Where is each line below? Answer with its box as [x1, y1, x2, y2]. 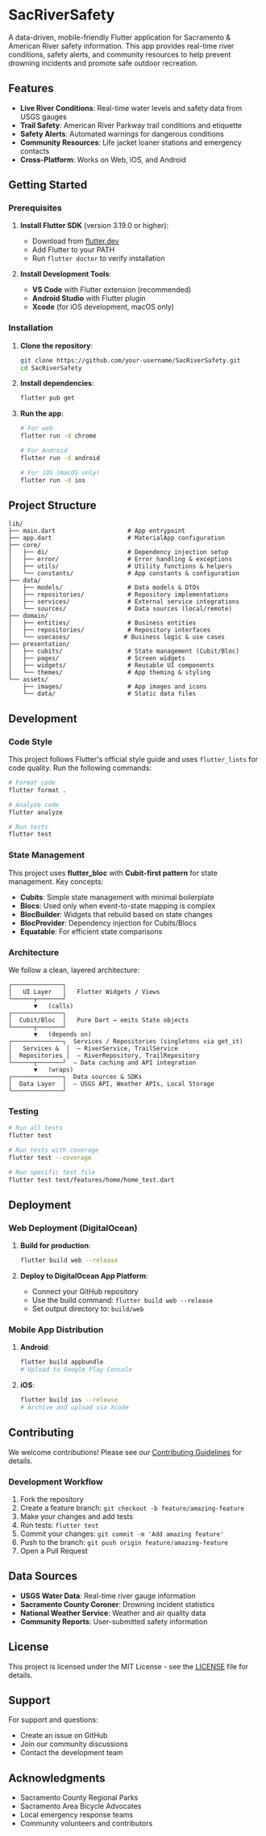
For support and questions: [8, 1715, 98, 1724]
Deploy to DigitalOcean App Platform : [19, 1271, 148, 1281]
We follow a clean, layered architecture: [8, 965, 140, 975]
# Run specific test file [8, 1168, 95, 1176]
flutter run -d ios [19, 476, 86, 484]
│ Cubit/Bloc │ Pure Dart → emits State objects [8, 1016, 189, 1024]
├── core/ [8, 541, 42, 549]
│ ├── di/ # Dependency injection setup [8, 548, 229, 556]
